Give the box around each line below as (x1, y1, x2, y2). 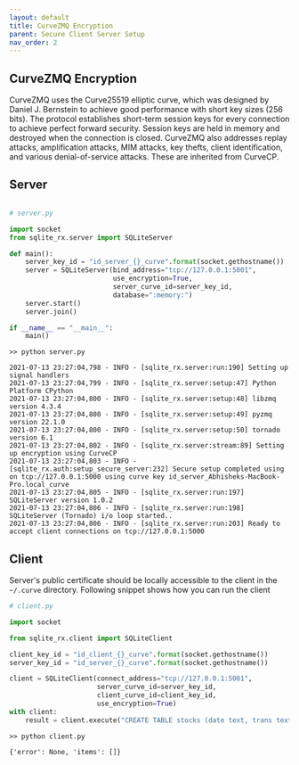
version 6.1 (9, 433, 53, 442)
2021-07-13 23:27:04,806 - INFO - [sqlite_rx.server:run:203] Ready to (9, 519, 280, 529)
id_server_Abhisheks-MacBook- (168, 473, 280, 481)
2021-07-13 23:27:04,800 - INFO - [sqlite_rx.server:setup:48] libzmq (9, 394, 277, 404)
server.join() (25, 307, 77, 317)
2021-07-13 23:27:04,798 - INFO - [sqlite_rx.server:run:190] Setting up (9, 363, 289, 373)
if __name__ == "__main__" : (9, 323, 114, 333)
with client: (9, 707, 58, 716)
